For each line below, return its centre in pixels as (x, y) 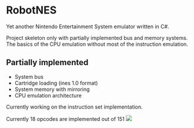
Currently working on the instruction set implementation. (74, 107)
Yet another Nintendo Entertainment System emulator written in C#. (88, 26)
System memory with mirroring (52, 89)
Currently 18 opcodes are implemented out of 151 (66, 119)
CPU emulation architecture (48, 95)
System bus (29, 76)
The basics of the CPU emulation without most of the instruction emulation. (97, 44)
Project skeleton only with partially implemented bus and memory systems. (97, 38)
